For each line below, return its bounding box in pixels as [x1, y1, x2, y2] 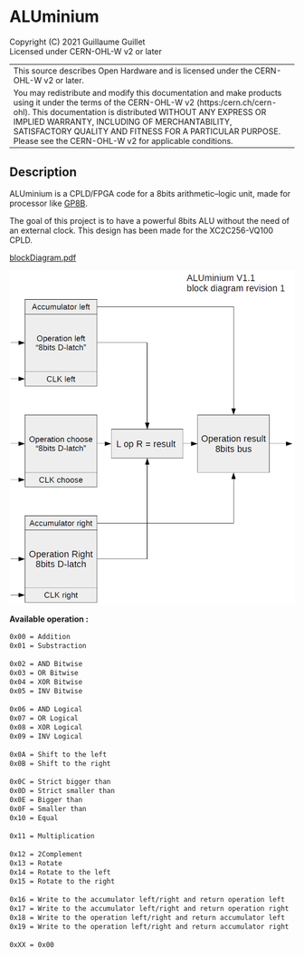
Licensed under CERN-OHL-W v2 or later [9, 45, 163, 56]
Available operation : [9, 614, 89, 624]
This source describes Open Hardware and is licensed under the [13, 65, 253, 76]
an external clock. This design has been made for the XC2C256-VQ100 [9, 225, 274, 237]
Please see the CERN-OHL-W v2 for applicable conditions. [13, 135, 233, 146]
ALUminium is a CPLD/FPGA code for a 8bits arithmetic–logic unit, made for [9, 188, 291, 199]
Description [9, 164, 77, 179]
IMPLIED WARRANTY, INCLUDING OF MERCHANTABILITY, [13, 116, 233, 127]
